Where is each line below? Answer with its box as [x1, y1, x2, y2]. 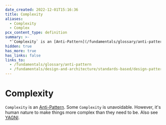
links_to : [5, 58, 26, 62]
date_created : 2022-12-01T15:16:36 [5, 7, 79, 12]
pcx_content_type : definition [5, 30, 68, 35]
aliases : [5, 16, 23, 21]
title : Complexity [5, 12, 43, 17]
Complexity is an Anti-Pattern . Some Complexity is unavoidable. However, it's [5, 104, 161, 110]
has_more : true [5, 48, 37, 53]
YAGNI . [5, 114, 20, 121]
